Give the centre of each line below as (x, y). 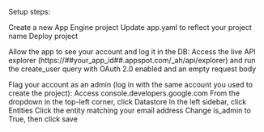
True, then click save (43, 119)
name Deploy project (43, 36)
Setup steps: (30, 12)
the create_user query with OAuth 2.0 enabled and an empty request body (132, 69)
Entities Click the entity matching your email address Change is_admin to (130, 110)
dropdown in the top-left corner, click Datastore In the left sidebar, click (128, 102)
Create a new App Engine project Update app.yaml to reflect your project (130, 27)
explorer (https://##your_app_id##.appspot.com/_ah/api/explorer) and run (132, 60)
